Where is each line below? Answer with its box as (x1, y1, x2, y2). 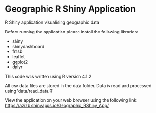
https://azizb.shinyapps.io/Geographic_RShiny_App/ (5, 102, 109, 108)
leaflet (12, 53, 25, 59)
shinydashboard (12, 43, 45, 49)
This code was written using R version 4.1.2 (5, 73, 92, 79)
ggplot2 (12, 59, 28, 65)
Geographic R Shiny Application (5, 3, 136, 15)
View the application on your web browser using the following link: (5, 97, 138, 103)
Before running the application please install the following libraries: (5, 29, 138, 34)
